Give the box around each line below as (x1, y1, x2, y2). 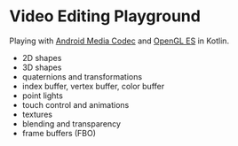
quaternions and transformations (21, 71, 143, 81)
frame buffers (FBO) (21, 127, 96, 138)
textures (21, 109, 53, 119)
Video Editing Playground (9, 6, 202, 27)
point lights (21, 90, 64, 101)
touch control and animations (21, 99, 130, 110)
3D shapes (21, 62, 62, 73)
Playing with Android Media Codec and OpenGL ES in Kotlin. (9, 35, 229, 46)
